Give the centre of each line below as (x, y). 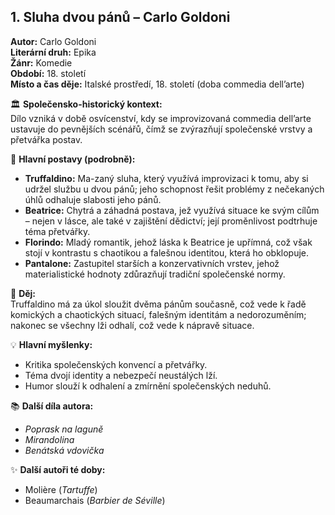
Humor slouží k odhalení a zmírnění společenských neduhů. (148, 386)
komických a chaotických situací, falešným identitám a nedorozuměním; (158, 314)
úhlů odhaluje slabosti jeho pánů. (93, 199)
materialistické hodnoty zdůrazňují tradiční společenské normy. (155, 274)
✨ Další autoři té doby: (58, 469)
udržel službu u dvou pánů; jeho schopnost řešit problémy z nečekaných (174, 189)
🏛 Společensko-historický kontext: (86, 104)
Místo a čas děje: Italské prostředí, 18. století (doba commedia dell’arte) (157, 84)
